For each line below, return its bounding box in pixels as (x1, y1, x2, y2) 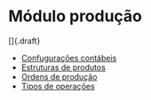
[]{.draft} (8, 35, 41, 46)
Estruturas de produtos (20, 62, 106, 73)
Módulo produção (8, 6, 143, 27)
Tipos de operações (20, 81, 95, 91)
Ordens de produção (20, 71, 98, 81)
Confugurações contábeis (20, 52, 117, 63)
